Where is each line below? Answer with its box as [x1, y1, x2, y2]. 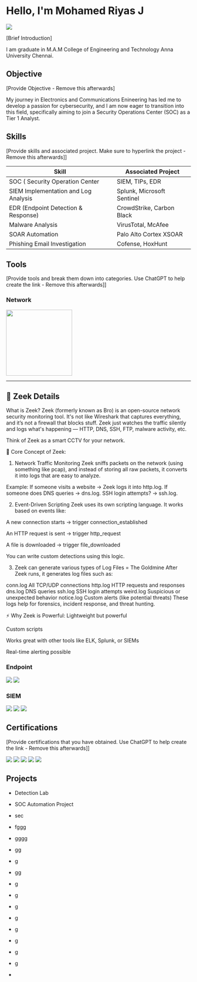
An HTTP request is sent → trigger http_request [6, 530, 121, 537]
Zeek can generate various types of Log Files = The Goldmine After [14, 564, 178, 571]
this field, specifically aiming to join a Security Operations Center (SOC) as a [6, 108, 191, 115]
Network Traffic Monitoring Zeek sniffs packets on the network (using [14, 460, 184, 467]
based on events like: [14, 507, 66, 514]
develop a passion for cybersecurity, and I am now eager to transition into [6, 102, 185, 109]
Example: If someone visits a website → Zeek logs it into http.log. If [6, 484, 168, 491]
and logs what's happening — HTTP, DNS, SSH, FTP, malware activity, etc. [6, 426, 187, 433]
